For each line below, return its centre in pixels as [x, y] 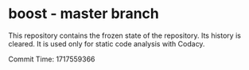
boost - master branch [84, 14]
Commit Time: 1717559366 [52, 59]
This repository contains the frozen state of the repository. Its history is [124, 35]
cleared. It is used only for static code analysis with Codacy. [107, 43]
